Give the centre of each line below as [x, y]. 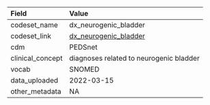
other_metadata [36, 91]
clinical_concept [37, 58]
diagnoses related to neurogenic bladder [134, 58]
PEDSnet [83, 47]
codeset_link [31, 36]
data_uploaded [35, 80]
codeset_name [34, 25]
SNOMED [84, 69]
